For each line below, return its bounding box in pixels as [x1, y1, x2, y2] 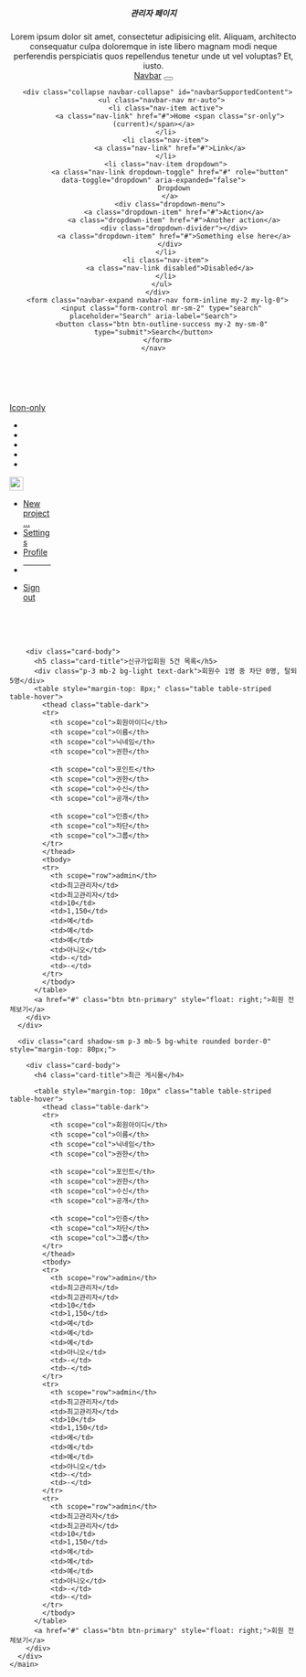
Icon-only [9, 401, 46, 412]
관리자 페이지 [130, 7, 177, 18]
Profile [22, 546, 48, 557]
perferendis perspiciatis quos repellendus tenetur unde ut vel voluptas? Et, [13, 50, 294, 61]
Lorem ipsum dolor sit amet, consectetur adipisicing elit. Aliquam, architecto [10, 31, 297, 42]
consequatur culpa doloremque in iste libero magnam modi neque [29, 40, 278, 51]
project [22, 507, 50, 518]
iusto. [142, 59, 164, 71]
